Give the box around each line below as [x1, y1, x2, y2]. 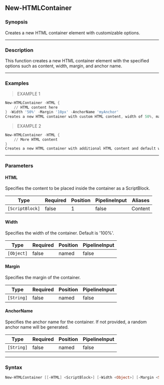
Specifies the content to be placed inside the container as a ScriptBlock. [5, 185, 150, 191]
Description [5, 47, 34, 53]
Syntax [5, 364, 22, 371]
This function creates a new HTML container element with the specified [5, 57, 149, 63]
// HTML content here [14, 105, 58, 110]
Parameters [5, 162, 33, 169]
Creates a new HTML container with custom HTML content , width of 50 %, [5, 114, 154, 119]
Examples [5, 79, 29, 86]
